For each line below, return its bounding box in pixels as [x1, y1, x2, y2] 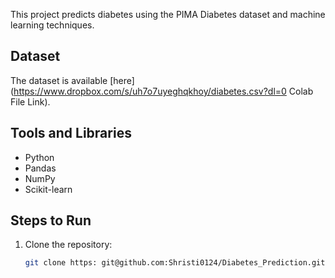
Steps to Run [10, 212, 92, 229]
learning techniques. [10, 19, 95, 31]
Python [24, 151, 55, 163]
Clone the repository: [24, 239, 113, 251]
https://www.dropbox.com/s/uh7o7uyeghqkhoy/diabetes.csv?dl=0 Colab [13, 85, 314, 97]
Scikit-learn [24, 183, 73, 195]
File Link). [10, 95, 51, 108]
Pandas [24, 162, 57, 174]
